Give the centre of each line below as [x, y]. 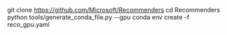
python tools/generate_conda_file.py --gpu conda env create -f [98, 17]
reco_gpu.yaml [29, 24]
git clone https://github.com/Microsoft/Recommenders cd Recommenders [114, 10]
